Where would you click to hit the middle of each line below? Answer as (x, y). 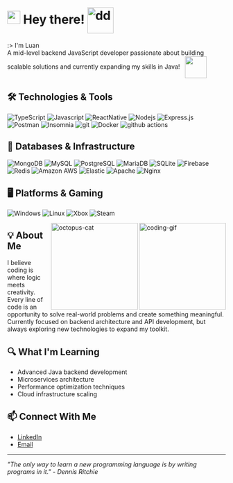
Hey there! (54, 19)
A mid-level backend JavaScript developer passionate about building (106, 53)
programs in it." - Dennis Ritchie (53, 471)
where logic (24, 278)
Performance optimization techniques (71, 387)
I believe (19, 263)
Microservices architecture (56, 379)
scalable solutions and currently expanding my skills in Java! (94, 67)
